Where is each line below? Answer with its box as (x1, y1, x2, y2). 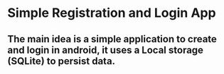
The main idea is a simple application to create (7, 33, 217, 45)
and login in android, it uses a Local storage (7, 44, 204, 56)
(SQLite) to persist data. (7, 55, 116, 67)
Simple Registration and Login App (7, 5, 216, 21)
